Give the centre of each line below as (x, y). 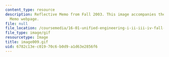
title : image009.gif (27, 42)
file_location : (21, 28)
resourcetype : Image (27, 38)
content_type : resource (30, 10)
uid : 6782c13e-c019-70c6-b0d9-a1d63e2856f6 (52, 47)
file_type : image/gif (28, 33)
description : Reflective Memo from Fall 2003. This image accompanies (81, 14)
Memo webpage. (24, 19)
